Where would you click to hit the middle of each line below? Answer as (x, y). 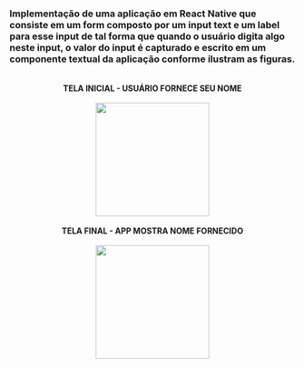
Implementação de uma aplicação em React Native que (133, 14)
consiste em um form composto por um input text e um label (144, 25)
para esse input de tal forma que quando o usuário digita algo (147, 36)
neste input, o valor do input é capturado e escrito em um (138, 47)
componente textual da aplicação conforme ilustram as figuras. (152, 59)
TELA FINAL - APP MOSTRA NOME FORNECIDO (152, 231)
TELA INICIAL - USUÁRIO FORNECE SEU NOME (152, 88)
